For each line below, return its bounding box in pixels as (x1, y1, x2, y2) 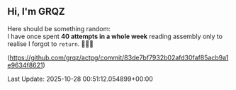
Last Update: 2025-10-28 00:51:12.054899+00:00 (7, 74, 154, 83)
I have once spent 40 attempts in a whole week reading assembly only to (7, 32, 223, 40)
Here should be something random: (7, 24, 111, 33)
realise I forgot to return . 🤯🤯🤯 (7, 39, 94, 48)
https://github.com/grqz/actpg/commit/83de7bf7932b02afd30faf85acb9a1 (9, 53, 229, 62)
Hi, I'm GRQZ (7, 6, 65, 18)
